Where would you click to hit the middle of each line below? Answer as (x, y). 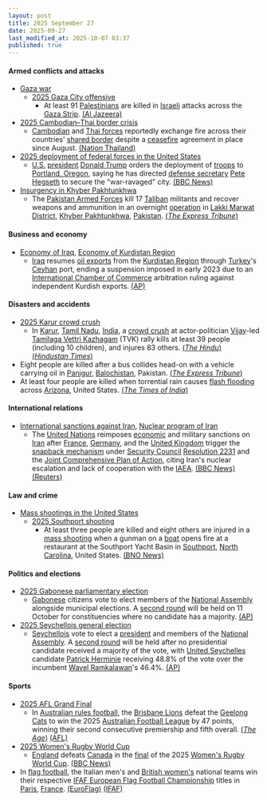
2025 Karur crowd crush (60, 322)
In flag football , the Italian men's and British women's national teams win (138, 771)
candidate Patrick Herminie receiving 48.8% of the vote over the (137, 659)
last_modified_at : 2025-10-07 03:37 (69, 38)
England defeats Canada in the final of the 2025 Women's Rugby (138, 755)
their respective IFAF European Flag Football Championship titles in (130, 780)
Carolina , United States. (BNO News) (104, 555)
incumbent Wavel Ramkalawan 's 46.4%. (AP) (106, 668)
